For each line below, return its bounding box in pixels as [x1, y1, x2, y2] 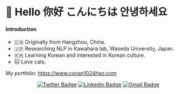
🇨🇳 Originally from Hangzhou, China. [14, 39, 106, 46]
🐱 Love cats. [14, 58, 46, 65]
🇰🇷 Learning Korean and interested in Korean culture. [14, 52, 146, 59]
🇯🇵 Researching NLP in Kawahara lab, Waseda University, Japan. [14, 45, 175, 52]
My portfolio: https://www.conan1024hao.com [5, 70, 117, 77]
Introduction [5, 25, 36, 32]
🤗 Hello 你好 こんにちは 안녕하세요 [5, 5, 168, 19]
